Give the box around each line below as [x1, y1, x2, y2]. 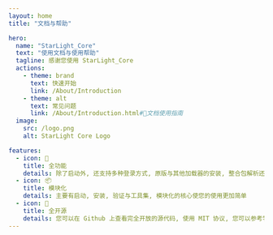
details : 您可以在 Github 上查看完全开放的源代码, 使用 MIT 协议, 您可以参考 [23, 214, 263, 223]
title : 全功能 [23, 161, 67, 170]
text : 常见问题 [29, 102, 77, 110]
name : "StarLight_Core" [15, 41, 96, 49]
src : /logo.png [23, 125, 75, 133]
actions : [15, 64, 45, 73]
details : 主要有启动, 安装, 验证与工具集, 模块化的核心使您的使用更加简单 [23, 192, 247, 200]
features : [8, 147, 42, 155]
